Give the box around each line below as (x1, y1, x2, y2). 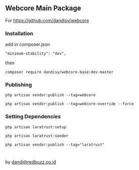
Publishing (5, 81, 32, 89)
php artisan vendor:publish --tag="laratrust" (5, 142, 105, 147)
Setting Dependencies (5, 113, 61, 120)
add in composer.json (5, 41, 50, 47)
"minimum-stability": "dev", (5, 51, 66, 56)
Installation (5, 30, 34, 37)
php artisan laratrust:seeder (5, 133, 69, 138)
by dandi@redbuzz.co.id (5, 158, 56, 165)
